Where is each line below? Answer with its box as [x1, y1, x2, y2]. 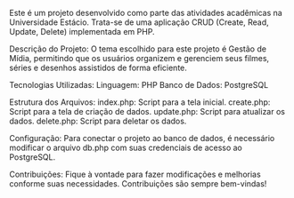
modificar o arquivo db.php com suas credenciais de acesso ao [9, 142, 243, 153]
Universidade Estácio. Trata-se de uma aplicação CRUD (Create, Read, [9, 17, 269, 28]
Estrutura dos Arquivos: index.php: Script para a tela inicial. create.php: [9, 97, 271, 107]
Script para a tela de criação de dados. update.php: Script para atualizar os [9, 107, 285, 116]
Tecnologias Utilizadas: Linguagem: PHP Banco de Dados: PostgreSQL [9, 80, 269, 90]
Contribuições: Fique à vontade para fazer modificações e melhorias [9, 169, 261, 179]
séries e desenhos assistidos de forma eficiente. [9, 62, 187, 73]
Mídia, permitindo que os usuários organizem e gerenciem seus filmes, [9, 53, 270, 63]
